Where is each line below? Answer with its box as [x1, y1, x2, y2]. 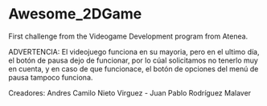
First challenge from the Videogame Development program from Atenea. [8, 31, 249, 41]
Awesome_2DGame [8, 5, 142, 23]
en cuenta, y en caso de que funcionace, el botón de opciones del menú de [8, 63, 259, 73]
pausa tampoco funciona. [8, 72, 93, 82]
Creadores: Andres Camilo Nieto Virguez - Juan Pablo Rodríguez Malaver [8, 88, 252, 97]
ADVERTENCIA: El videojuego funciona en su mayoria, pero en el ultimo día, [8, 47, 260, 56]
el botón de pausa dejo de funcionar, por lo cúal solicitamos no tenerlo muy [8, 55, 259, 65]
